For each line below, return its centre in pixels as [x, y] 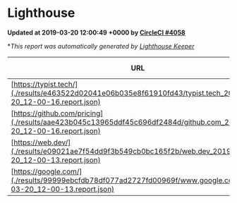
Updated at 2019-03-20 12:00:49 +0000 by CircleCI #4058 [96, 32]
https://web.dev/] [42, 142]
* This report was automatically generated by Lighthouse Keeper [101, 46]
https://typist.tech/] [46, 84]
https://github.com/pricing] [59, 113]
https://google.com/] [48, 171]
